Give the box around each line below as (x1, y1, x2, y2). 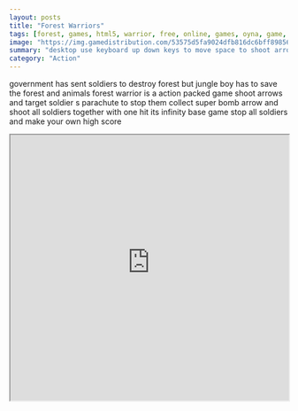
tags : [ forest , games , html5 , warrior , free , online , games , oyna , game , (9, 29, 287, 38)
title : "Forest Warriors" (9, 21, 104, 30)
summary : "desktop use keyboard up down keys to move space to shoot (9, 46, 271, 55)
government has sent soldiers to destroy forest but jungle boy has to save (9, 79, 278, 89)
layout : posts (9, 12, 62, 22)
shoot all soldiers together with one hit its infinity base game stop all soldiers (9, 107, 288, 117)
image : (9, 37, 34, 47)
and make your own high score (9, 116, 122, 127)
